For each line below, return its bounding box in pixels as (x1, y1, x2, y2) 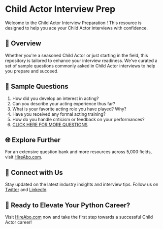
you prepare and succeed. (5, 68, 59, 74)
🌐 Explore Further (5, 135, 61, 144)
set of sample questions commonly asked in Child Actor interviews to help (5, 63, 156, 68)
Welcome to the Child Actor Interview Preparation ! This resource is (5, 20, 142, 26)
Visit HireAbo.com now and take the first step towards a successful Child (5, 214, 153, 220)
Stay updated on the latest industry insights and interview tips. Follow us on (5, 181, 159, 188)
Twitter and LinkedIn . (5, 187, 48, 193)
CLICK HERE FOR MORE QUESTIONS (12, 122, 88, 128)
